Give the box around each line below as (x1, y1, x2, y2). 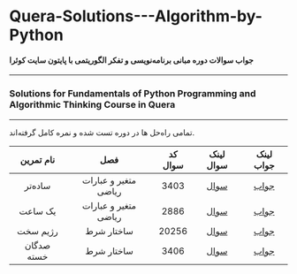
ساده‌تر (24, 179, 51, 192)
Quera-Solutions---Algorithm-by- (9, 6, 263, 27)
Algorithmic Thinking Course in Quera (9, 99, 176, 111)
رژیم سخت (16, 225, 59, 237)
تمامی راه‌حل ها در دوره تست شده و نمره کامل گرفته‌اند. (9, 126, 195, 138)
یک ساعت (19, 205, 57, 217)
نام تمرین (19, 153, 56, 165)
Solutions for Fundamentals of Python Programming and (9, 88, 256, 100)
